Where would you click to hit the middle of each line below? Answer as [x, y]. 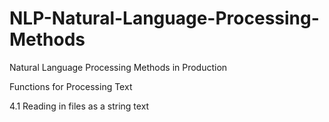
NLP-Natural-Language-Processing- [164, 18]
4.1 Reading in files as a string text [79, 106]
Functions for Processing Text [71, 86]
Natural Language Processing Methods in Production [118, 67]
